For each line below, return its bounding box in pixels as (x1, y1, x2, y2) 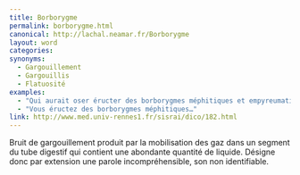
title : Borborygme (9, 12, 78, 22)
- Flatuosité (17, 79, 66, 88)
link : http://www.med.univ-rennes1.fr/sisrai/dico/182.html (9, 112, 238, 121)
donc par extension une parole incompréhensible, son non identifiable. (9, 156, 270, 167)
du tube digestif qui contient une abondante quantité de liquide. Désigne (9, 146, 276, 157)
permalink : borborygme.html (9, 21, 114, 30)
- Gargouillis (17, 71, 70, 80)
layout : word (9, 37, 58, 47)
